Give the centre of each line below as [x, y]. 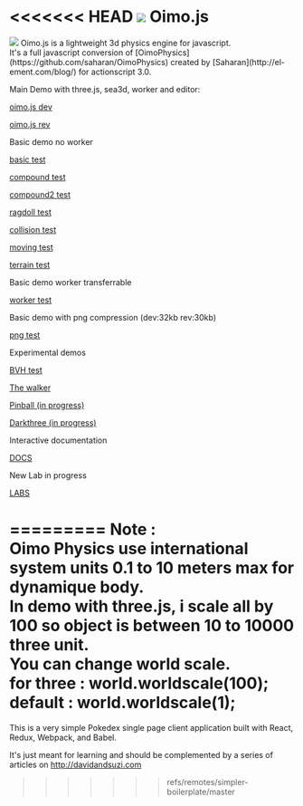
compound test [38, 177]
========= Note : [83, 529]
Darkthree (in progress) [53, 422]
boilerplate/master [201, 792]
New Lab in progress [48, 475]
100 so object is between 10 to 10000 [152, 626]
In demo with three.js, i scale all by [142, 606]
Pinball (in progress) [47, 405]
